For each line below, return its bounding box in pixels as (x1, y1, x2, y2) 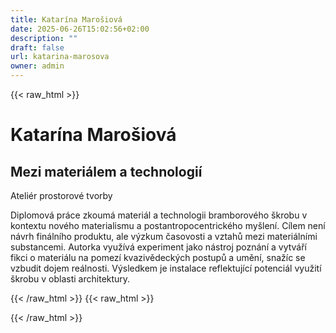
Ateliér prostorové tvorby (10, 190, 113, 201)
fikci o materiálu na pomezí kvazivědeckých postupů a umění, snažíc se (10, 252, 306, 263)
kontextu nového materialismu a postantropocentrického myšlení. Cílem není (10, 220, 326, 231)
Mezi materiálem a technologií (10, 163, 203, 180)
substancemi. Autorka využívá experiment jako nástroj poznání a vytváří (10, 241, 308, 253)
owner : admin (10, 61, 65, 71)
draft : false (10, 42, 65, 53)
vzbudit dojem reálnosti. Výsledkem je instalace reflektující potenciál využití (10, 262, 322, 274)
